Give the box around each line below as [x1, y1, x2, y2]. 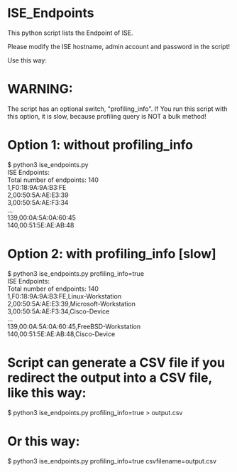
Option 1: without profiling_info [7, 137, 194, 154]
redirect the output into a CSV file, [7, 370, 213, 385]
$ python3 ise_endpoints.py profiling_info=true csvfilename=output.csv [7, 456, 217, 465]
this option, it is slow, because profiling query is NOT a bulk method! [7, 112, 207, 120]
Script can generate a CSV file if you [7, 354, 226, 370]
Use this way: [7, 55, 48, 65]
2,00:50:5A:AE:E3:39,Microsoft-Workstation [7, 299, 136, 308]
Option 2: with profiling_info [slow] [7, 246, 216, 262]
